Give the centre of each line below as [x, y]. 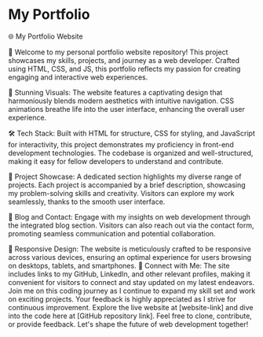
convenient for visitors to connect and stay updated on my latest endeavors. [131, 282]
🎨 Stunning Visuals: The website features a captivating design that [115, 92]
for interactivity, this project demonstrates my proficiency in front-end [121, 144]
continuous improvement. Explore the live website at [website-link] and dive [131, 307]
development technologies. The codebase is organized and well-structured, [131, 153]
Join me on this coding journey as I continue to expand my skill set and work [132, 291]
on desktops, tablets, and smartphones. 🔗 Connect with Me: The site [119, 265]
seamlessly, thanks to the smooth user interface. [87, 202]
